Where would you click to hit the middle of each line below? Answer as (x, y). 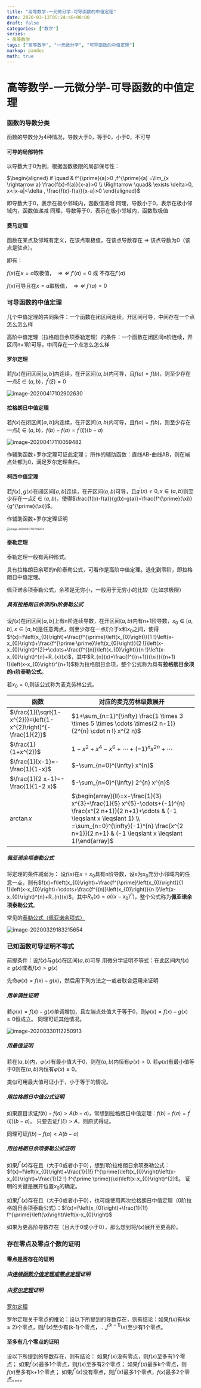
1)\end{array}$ (92, 841)
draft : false (23, 23)
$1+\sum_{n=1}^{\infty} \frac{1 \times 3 (127, 716)
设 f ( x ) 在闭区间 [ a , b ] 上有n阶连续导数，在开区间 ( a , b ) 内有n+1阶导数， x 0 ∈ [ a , (100, 621)
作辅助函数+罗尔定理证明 (37, 519)
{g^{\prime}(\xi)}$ (29, 506)
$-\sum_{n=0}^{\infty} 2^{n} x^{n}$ (121, 783)
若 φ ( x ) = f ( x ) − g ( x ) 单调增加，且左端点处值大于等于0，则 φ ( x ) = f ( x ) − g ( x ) (98, 1012)
